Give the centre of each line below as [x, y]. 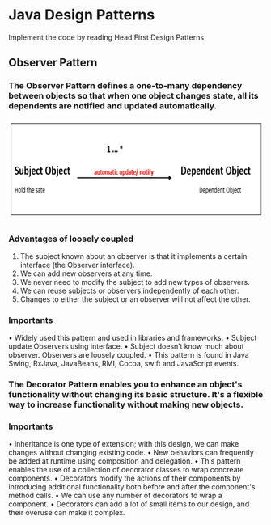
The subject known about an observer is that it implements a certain [133, 256]
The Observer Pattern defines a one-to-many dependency [125, 86]
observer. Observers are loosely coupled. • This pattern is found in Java [129, 355]
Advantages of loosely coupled [71, 239]
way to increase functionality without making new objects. [126, 404]
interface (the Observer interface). [77, 265]
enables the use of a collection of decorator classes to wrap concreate [126, 470]
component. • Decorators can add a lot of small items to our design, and [129, 504]
